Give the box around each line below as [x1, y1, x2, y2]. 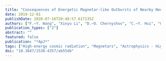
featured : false [5, 35, 39, 40]
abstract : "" [5, 30, 32, 35]
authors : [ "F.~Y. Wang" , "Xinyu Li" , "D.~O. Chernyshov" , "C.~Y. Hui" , [5, 21, 156, 26]
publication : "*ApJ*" [5, 39, 50, 44]
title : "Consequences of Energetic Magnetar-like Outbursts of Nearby [5, 7, 154, 12]
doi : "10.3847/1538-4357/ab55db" [5, 48, 74, 53]
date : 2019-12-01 [5, 12, 41, 17]
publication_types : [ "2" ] [5, 26, 58, 30]
